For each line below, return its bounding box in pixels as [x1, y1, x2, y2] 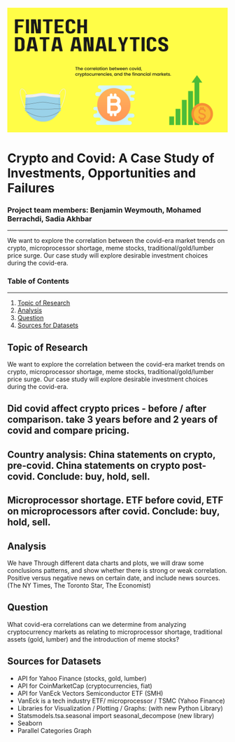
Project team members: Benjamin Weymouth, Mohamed [7, 205, 201, 215]
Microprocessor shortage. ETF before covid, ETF [7, 494, 224, 506]
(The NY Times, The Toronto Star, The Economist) [7, 581, 152, 590]
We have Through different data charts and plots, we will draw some [7, 559, 204, 567]
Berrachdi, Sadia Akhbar [7, 213, 92, 223]
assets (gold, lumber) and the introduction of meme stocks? [7, 635, 180, 643]
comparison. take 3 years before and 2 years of [7, 413, 218, 425]
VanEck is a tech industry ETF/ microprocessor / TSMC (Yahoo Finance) [17, 696, 225, 705]
